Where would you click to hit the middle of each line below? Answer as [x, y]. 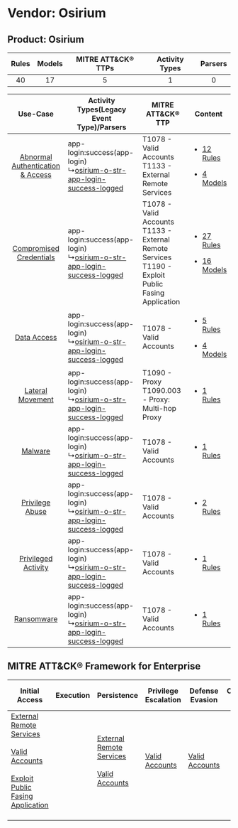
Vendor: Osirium [57, 13]
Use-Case [36, 114]
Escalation [163, 699]
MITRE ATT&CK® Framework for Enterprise [104, 666]
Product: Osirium [46, 39]
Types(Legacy [102, 109]
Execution [73, 695]
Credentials [36, 257]
